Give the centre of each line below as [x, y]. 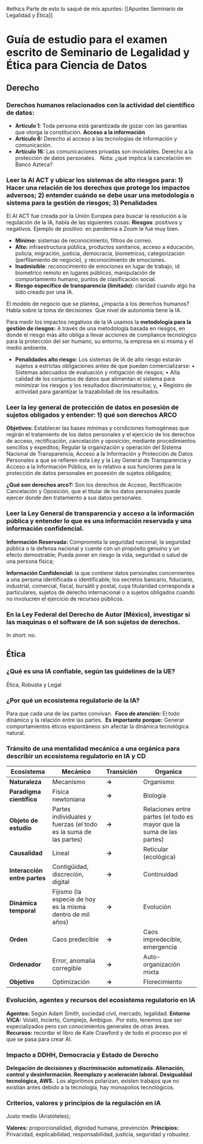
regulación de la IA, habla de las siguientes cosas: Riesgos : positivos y [94, 222]
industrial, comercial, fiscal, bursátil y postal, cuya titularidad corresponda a [101, 586]
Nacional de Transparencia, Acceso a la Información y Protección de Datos [100, 454]
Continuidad [160, 874]
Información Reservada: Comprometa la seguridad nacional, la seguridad [98, 542]
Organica [169, 772]
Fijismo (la [67, 892]
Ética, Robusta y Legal [34, 685]
